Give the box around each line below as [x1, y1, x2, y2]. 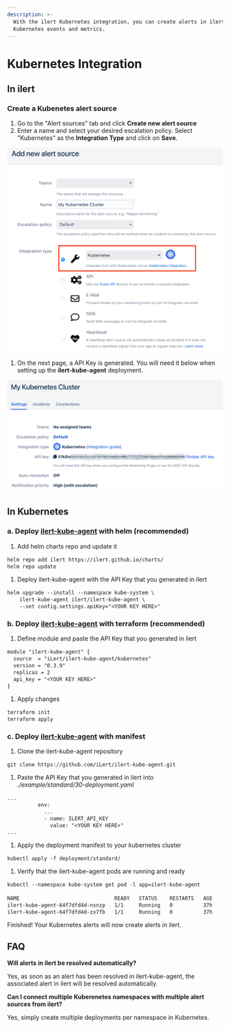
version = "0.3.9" [13, 662, 66, 669]
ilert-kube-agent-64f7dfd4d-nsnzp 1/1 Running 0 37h [7, 902, 213, 909]
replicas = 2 [13, 669, 51, 676]
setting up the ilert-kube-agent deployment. [16, 366, 144, 374]
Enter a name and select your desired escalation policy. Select [16, 127, 193, 135]
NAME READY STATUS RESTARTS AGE [7, 895, 213, 902]
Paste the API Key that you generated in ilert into [16, 774, 154, 782]
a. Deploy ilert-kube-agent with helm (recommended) [7, 527, 190, 536]
